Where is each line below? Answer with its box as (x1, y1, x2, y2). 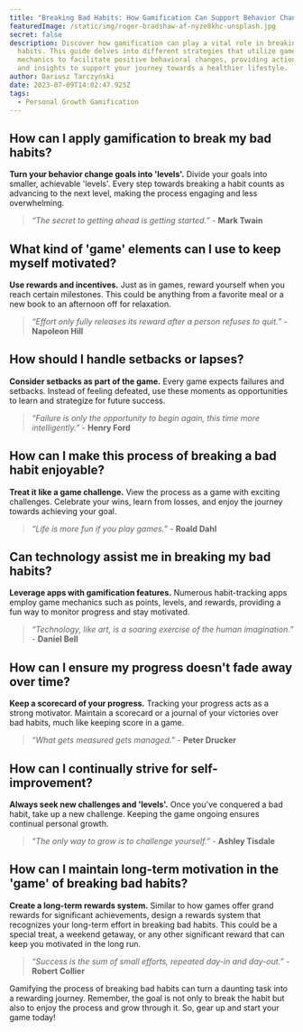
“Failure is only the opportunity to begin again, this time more (31, 412, 260, 423)
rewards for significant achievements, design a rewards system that (9, 909, 262, 920)
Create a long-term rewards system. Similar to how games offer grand (9, 900, 274, 911)
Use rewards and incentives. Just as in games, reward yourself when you (9, 279, 286, 290)
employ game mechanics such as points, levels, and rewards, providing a (9, 597, 281, 608)
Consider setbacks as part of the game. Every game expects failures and (9, 376, 285, 387)
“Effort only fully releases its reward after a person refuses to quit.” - (31, 316, 289, 326)
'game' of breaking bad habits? (9, 876, 188, 891)
